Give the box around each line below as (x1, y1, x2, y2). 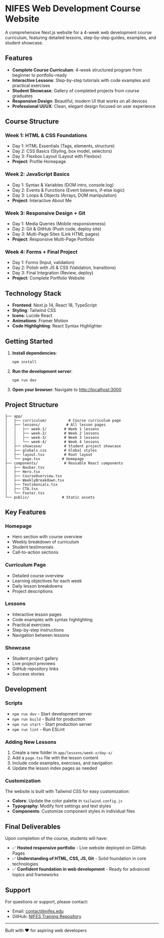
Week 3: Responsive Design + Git (5, 209, 85, 216)
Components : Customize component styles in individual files (12, 808, 135, 814)
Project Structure (5, 401, 59, 409)
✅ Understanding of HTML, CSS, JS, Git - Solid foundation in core (12, 856, 146, 861)
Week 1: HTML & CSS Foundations (5, 132, 87, 139)
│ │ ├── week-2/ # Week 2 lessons (5, 430, 99, 436)
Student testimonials (12, 544, 54, 550)
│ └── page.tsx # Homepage (5, 456, 84, 461)
